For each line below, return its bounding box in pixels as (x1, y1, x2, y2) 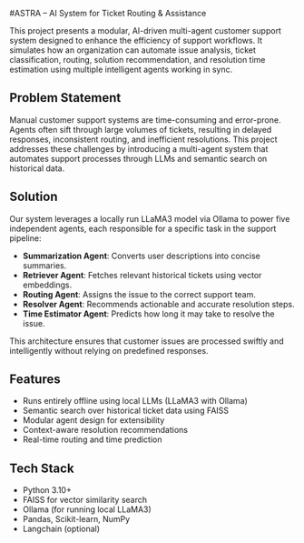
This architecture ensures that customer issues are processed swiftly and (9, 336, 284, 347)
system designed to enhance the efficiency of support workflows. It (9, 35, 263, 45)
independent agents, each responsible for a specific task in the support (9, 223, 277, 234)
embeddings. (22, 279, 73, 290)
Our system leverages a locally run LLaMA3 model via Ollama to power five (9, 213, 290, 224)
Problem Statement (9, 90, 122, 106)
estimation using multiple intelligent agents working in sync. (9, 64, 233, 75)
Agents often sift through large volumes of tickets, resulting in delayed (9, 124, 272, 135)
